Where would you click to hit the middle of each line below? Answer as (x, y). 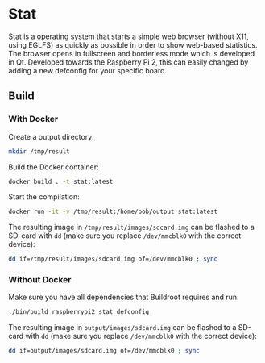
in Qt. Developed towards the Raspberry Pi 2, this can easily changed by (128, 62)
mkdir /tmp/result (39, 151)
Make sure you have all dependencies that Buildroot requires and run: (124, 297)
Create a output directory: (51, 136)
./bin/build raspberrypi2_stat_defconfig (79, 312)
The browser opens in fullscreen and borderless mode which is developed (132, 53)
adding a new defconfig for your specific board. (88, 70)
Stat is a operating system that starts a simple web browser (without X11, (129, 36)
